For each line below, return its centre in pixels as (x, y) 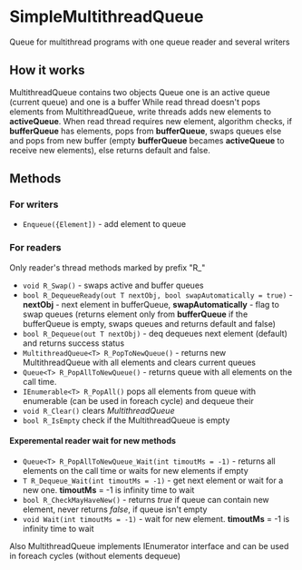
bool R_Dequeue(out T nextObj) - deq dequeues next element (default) (155, 333)
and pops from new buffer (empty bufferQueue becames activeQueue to (147, 140)
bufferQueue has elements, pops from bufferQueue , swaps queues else (146, 131)
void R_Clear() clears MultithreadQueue (98, 410)
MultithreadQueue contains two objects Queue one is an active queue (140, 92)
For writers (34, 204)
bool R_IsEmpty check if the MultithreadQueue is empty (126, 420)
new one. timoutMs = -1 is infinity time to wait (108, 490)
